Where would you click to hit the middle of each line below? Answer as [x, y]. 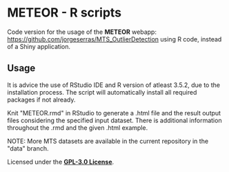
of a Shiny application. [39, 46]
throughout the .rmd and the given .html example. [78, 127]
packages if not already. [41, 99]
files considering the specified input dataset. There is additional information [114, 120]
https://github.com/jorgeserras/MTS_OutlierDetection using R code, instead [114, 39]
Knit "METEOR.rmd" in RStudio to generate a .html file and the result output [114, 113]
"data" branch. [28, 148]
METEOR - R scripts [64, 13]
